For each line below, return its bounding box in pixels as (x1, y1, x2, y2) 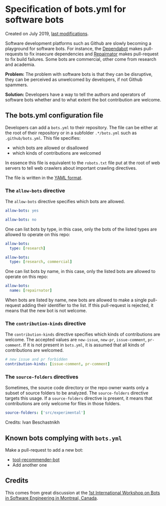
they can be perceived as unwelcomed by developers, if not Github (5, 76, 143, 82)
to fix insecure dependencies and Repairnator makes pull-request (24, 51, 159, 57)
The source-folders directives (5, 373, 79, 380)
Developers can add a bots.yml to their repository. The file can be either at (5, 124, 158, 130)
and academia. (5, 61, 36, 67)
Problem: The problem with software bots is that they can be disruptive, (5, 71, 153, 77)
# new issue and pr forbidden (5, 357, 68, 362)
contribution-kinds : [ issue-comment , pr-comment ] (5, 362, 110, 367)
